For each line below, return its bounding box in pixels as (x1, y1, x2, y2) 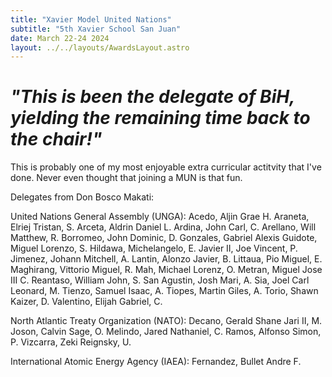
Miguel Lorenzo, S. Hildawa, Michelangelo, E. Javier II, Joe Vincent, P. (10, 242, 298, 255)
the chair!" (10, 128, 103, 151)
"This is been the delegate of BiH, (10, 86, 295, 108)
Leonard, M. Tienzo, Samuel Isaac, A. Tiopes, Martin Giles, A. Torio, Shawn (10, 285, 319, 297)
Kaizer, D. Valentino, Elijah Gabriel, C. (10, 296, 163, 308)
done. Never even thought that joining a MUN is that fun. (10, 172, 243, 184)
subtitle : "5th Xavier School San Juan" (10, 24, 182, 34)
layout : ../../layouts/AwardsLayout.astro (10, 42, 190, 53)
